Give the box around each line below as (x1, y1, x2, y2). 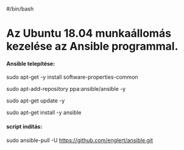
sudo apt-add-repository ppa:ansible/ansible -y (6, 85, 126, 93)
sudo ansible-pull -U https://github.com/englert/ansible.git (6, 137, 154, 144)
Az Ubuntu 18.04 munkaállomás (6, 27, 172, 40)
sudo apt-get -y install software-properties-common (6, 73, 138, 81)
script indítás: (6, 123, 43, 130)
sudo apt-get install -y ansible (6, 109, 82, 116)
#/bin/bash (6, 5, 34, 12)
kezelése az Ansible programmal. (6, 40, 179, 54)
